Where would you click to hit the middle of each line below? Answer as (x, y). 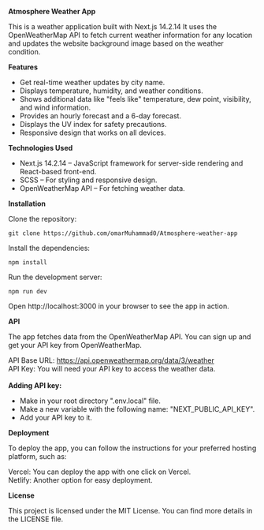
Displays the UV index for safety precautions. (93, 124)
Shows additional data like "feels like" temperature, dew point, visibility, (135, 99)
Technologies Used (41, 148)
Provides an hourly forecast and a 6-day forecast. (100, 116)
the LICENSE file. (36, 519)
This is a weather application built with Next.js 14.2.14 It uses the (113, 26)
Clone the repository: (43, 219)
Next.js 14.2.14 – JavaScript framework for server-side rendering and (131, 163)
